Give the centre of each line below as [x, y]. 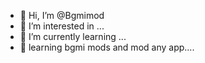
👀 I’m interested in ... [62, 26]
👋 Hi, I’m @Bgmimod [62, 15]
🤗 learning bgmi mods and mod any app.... [107, 47]
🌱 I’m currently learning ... [73, 36]
